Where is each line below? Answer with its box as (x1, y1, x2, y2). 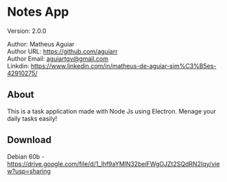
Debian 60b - (7, 152, 45, 161)
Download (7, 134, 51, 146)
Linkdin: (7, 62, 29, 70)
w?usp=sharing (7, 167, 51, 175)
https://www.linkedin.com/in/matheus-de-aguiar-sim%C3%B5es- (30, 62, 217, 70)
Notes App (7, 4, 69, 20)
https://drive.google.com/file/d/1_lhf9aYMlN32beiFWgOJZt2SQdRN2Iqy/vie (7, 159, 220, 168)
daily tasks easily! (7, 114, 58, 122)
